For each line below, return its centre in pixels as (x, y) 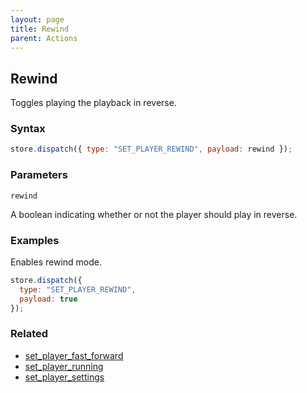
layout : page (37, 19)
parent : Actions (44, 38)
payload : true (48, 299)
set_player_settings (64, 377)
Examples (35, 240)
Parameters (39, 175)
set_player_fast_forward (74, 355)
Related (29, 334)
